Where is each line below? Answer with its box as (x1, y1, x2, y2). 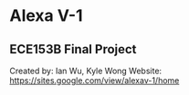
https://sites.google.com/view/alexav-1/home (9, 75, 180, 86)
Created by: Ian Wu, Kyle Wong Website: (9, 65, 163, 76)
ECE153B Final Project (9, 42, 137, 57)
